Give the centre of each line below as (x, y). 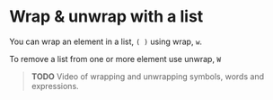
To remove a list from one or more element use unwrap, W (115, 59)
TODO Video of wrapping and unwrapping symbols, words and (148, 76)
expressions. (55, 86)
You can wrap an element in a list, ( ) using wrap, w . (106, 41)
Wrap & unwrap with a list (106, 17)
